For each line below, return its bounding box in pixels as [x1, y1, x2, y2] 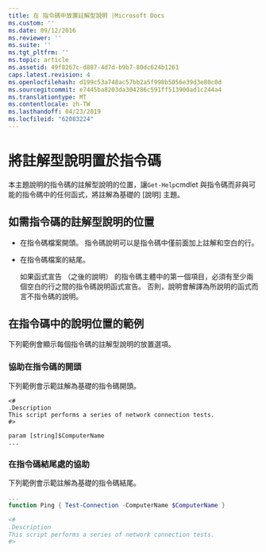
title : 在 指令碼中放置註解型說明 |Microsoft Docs [8, 11, 165, 20]
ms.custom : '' [8, 19, 56, 27]
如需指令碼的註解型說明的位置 [8, 216, 155, 229]
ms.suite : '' [8, 41, 52, 49]
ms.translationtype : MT [8, 93, 87, 101]
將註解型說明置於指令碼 [8, 152, 162, 170]
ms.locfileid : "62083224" [8, 115, 94, 123]
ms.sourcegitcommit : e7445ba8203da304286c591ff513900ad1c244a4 [8, 85, 222, 94]
